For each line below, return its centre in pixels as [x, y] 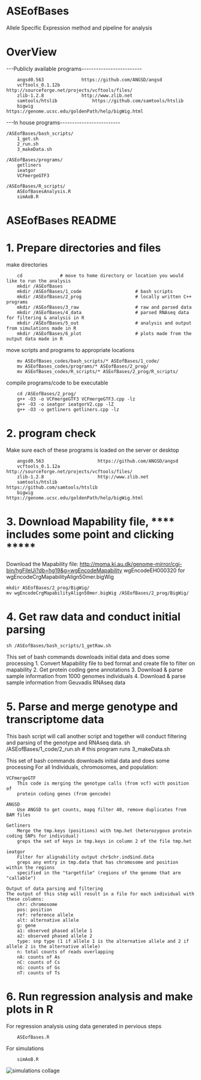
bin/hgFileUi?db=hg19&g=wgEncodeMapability [64, 570]
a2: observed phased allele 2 [55, 936]
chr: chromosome [37, 904]
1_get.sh [28, 139]
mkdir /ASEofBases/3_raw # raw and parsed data [104, 307]
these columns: [25, 899]
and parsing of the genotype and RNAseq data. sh [68, 742]
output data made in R [34, 339]
